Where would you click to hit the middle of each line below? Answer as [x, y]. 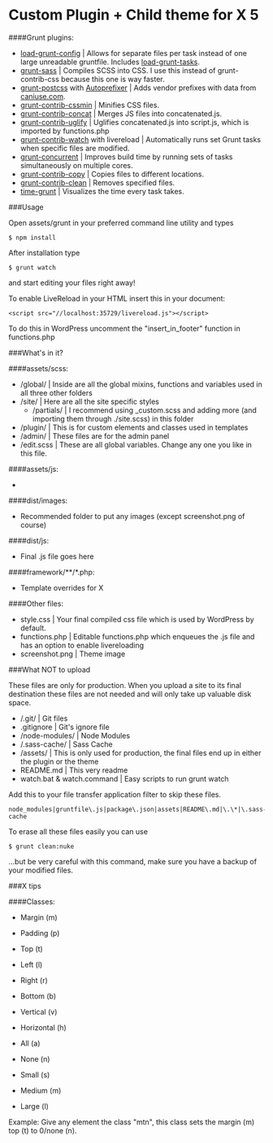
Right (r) [34, 980]
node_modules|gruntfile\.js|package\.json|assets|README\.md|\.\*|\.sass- [138, 809]
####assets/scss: [39, 368]
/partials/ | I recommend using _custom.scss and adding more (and [145, 410]
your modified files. [41, 870]
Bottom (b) [38, 996]
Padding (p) [40, 933]
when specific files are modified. [75, 148]
